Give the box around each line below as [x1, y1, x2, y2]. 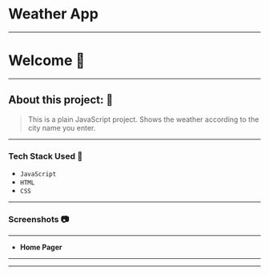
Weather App [8, 5, 98, 23]
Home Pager [19, 242, 62, 253]
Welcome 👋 [8, 51, 86, 70]
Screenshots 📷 [8, 213, 70, 224]
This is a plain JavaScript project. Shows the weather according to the [27, 114, 259, 124]
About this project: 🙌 [8, 93, 114, 107]
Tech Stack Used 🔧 [8, 150, 83, 161]
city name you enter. [27, 123, 96, 132]
